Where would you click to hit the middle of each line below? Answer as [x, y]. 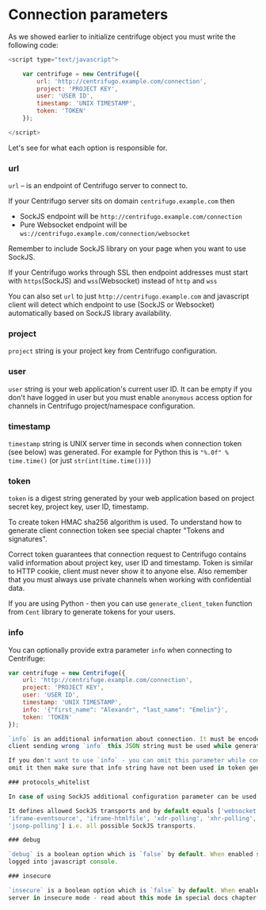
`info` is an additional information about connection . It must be [122, 739]
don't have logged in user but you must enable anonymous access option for [131, 397]
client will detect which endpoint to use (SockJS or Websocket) [112, 305]
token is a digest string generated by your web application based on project [131, 499]
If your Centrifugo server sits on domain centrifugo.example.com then [122, 201]
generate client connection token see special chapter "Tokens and [116, 530]
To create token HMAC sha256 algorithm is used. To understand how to [125, 522]
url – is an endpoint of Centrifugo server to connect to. [98, 186]
